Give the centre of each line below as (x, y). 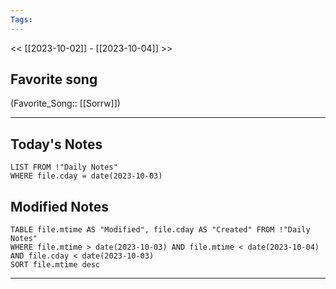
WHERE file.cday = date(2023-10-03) (86, 176)
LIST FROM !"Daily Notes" (64, 167)
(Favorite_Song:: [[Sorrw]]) (65, 103)
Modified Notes (59, 206)
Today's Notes (56, 144)
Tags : (21, 19)
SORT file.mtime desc (55, 265)
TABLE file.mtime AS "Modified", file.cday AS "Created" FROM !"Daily (160, 230)
